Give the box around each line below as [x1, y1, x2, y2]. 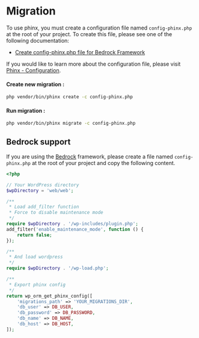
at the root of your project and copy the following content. [32, 159, 176, 166]
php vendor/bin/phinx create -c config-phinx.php [6, 94, 133, 100]
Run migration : [6, 107, 46, 114]
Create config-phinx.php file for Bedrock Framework [14, 48, 145, 55]
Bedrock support [6, 137, 71, 147]
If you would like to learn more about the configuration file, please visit [6, 60, 181, 67]
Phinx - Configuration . [6, 66, 61, 74]
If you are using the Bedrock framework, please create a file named [6, 152, 173, 160]
